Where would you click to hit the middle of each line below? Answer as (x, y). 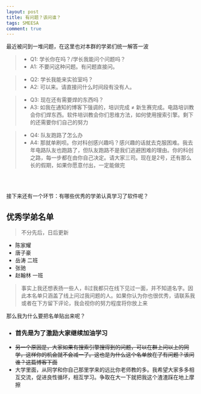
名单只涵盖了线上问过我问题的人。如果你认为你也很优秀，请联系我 (113, 296)
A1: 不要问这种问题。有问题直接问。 (74, 67)
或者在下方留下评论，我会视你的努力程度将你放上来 (84, 303)
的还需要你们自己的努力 (59, 122)
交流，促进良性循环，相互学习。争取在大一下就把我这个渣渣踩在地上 (105, 377)
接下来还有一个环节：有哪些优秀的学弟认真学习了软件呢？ (77, 196)
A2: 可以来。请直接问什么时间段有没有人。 (82, 87)
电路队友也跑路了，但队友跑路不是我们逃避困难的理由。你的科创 (114, 150)
